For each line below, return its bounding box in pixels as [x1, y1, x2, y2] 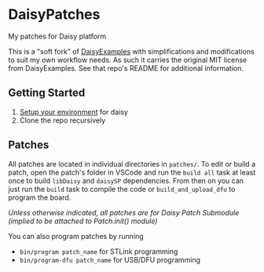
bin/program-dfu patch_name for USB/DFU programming [19, 255, 201, 264]
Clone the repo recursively [19, 116, 106, 125]
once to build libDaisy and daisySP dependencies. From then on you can [8, 175, 244, 186]
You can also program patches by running [8, 231, 144, 241]
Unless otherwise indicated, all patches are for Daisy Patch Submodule [8, 208, 240, 217]
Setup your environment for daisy [19, 107, 128, 116]
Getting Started [8, 86, 86, 100]
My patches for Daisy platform [8, 31, 107, 41]
